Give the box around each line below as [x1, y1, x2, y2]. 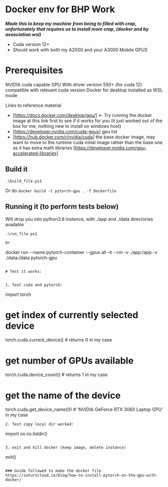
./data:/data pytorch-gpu [5, 254, 58, 261]
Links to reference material [5, 102, 62, 108]
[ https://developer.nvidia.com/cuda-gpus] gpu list [12, 128, 118, 134]
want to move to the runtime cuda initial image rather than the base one [12, 139, 163, 145]
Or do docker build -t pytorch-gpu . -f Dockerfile [5, 188, 117, 194]
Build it [5, 165, 28, 174]
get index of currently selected [5, 309, 138, 320]
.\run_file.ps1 [5, 231, 38, 236]
